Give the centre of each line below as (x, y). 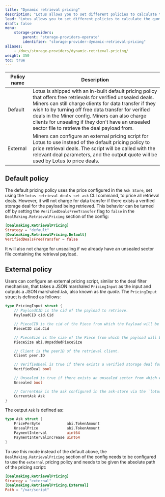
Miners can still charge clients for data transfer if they (94, 104)
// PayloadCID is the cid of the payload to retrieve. (71, 311)
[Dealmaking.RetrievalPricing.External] (47, 485)
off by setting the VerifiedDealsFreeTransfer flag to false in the (70, 211)
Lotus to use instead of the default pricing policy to (91, 142)
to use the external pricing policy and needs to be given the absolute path (80, 462)
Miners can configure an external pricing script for (91, 136)
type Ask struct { (24, 419)
